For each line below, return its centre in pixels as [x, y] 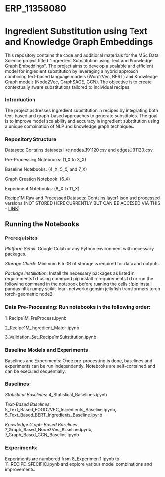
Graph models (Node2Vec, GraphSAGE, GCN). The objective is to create [78, 82]
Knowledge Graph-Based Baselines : [42, 425]
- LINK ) [13, 208]
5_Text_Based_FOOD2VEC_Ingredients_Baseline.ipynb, [61, 410]
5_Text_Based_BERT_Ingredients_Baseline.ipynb [54, 415]
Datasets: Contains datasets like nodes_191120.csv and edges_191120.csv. [80, 150]
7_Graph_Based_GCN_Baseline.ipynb [42, 435]
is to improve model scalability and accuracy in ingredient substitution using [82, 121]
